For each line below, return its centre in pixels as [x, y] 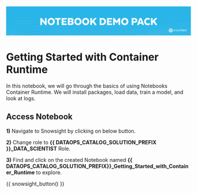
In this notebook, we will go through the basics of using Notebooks [87, 86]
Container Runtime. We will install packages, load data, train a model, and [95, 92]
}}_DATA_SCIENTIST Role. [38, 148]
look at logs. [21, 98]
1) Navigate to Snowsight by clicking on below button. [71, 131]
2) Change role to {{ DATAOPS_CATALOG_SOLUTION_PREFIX [81, 142]
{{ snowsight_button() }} [35, 184]
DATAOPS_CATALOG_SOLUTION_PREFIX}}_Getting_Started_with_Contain [97, 166]
